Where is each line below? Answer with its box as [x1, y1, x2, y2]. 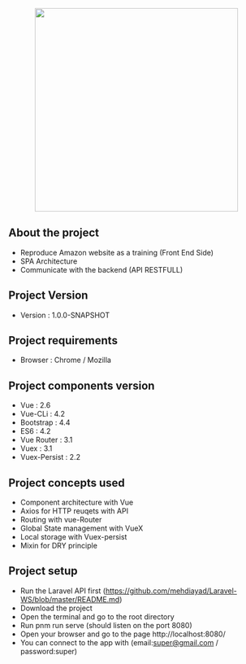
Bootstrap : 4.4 [19, 417, 71, 427]
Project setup [8, 564, 79, 578]
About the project [8, 226, 100, 240]
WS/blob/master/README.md [19, 594, 120, 604]
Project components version [8, 378, 155, 392]
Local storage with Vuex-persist [19, 532, 127, 542]
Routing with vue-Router [19, 515, 102, 525]
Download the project [19, 603, 93, 613]
